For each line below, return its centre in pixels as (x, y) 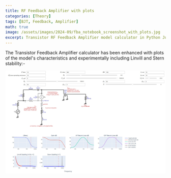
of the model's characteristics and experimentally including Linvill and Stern (85, 58)
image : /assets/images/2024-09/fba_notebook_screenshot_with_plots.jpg (83, 32)
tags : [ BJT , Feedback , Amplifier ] (42, 21)
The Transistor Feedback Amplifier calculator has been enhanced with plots (85, 53)
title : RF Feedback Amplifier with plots (50, 11)
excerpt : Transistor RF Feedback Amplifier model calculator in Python (83, 38)
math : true (17, 27)
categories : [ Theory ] (28, 16)
